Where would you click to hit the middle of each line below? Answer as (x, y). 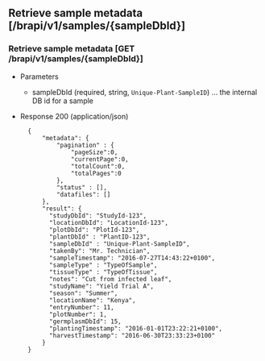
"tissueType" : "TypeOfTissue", (104, 272)
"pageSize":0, (95, 152)
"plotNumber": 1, (78, 314)
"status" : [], (81, 187)
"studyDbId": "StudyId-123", (98, 216)
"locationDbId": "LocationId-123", (109, 222)
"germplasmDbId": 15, (86, 322)
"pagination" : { (85, 145)
